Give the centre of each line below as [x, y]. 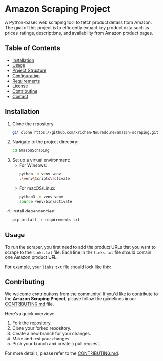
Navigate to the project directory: [45, 142]
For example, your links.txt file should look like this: [58, 267]
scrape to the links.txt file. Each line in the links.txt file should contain [78, 252]
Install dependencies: [34, 211]
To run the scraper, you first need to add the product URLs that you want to [80, 247]
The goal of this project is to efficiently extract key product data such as [77, 27]
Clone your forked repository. [42, 328]
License [20, 86]
